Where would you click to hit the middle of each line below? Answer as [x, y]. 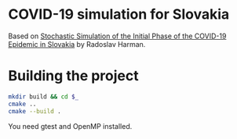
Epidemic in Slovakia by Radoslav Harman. [77, 44]
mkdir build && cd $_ [44, 96]
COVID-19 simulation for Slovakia [119, 14]
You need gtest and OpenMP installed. [70, 126]
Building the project [73, 76]
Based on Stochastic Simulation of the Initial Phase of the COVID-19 [117, 36]
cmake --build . [35, 111]
